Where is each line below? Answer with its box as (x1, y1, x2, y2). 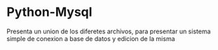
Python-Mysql (6, 4, 93, 20)
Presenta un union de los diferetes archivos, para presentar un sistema (6, 27, 211, 35)
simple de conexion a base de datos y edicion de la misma (6, 34, 176, 42)
